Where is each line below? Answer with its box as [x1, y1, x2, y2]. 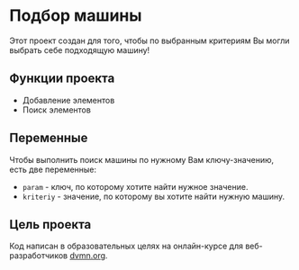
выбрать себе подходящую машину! [9, 44, 150, 55]
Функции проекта [9, 71, 115, 86]
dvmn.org [69, 250, 106, 261]
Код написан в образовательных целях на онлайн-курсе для [9, 240, 243, 252]
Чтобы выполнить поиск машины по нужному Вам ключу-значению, [9, 154, 275, 165]
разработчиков [9, 250, 68, 261]
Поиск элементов [22, 104, 92, 115]
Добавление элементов [22, 94, 115, 105]
